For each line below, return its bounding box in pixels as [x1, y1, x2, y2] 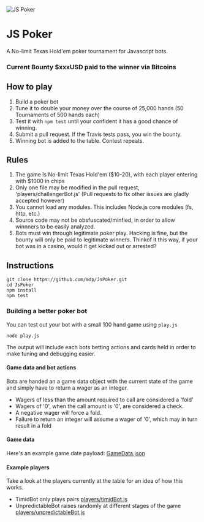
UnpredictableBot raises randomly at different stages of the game [15, 502, 181, 510]
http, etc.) [15, 210, 40, 217]
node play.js [6, 333, 40, 339]
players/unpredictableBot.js [15, 509, 85, 516]
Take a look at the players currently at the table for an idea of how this [6, 477, 183, 485]
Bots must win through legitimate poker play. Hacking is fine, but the [15, 230, 188, 237]
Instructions [6, 260, 54, 271]
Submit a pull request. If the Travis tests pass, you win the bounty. [15, 130, 182, 138]
